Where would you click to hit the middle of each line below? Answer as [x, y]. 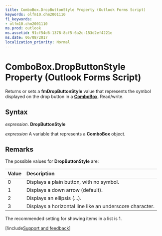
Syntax [16, 112]
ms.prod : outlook [23, 28]
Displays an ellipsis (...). [54, 198]
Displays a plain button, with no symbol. [73, 182]
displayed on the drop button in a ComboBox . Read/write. [64, 96]
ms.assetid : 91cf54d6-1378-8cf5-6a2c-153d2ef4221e [59, 33]
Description [41, 174]
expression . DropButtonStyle [35, 124]
